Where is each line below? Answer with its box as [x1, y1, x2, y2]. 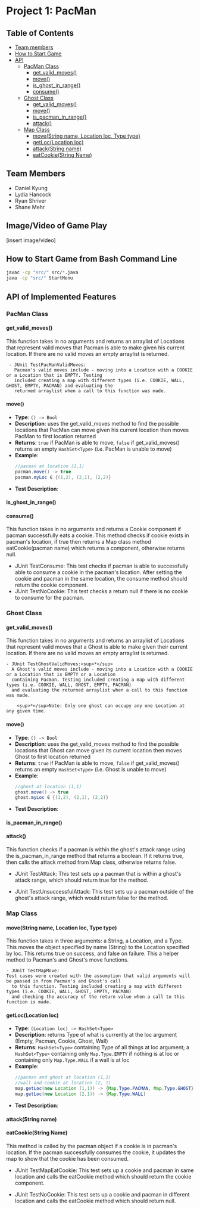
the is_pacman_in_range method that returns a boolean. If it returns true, [6, 852, 184, 860]
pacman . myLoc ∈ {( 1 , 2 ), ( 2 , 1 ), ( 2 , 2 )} [14, 474, 111, 480]
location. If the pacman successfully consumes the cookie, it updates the [6, 1149, 186, 1156]
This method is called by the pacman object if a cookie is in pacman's [6, 1142, 177, 1149]
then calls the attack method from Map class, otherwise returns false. [6, 858, 177, 866]
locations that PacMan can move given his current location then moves [14, 426, 189, 433]
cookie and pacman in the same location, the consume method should [14, 575, 187, 582]
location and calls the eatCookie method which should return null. [14, 1197, 176, 1204]
